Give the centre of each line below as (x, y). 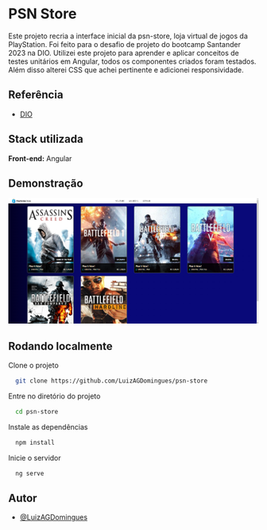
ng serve (30, 473)
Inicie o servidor (35, 457)
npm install (35, 442)
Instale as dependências (48, 426)
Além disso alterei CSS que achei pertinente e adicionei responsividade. (126, 69)
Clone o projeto (34, 365)
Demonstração (46, 183)
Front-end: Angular (40, 158)
